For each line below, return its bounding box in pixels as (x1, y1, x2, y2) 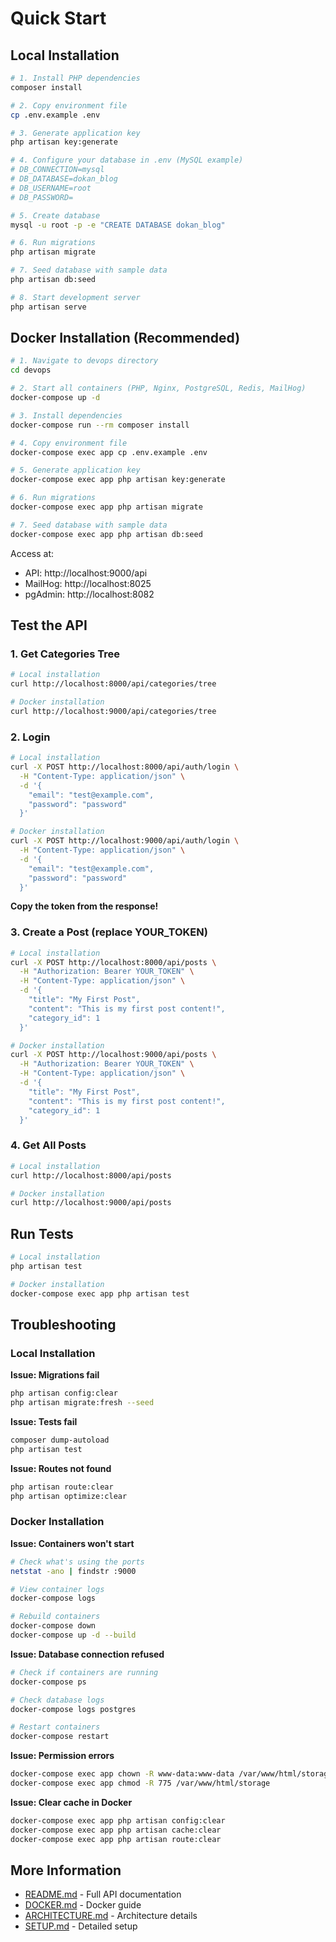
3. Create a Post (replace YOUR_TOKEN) (10, 925, 208, 939)
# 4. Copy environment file (10, 438, 128, 448)
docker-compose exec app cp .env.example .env (10, 447, 208, 457)
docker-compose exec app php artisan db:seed (10, 529, 203, 539)
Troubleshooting (10, 1316, 117, 1333)
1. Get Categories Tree (10, 647, 121, 661)
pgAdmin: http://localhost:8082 (24, 588, 155, 600)
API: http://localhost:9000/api (24, 567, 148, 579)
